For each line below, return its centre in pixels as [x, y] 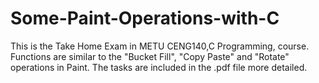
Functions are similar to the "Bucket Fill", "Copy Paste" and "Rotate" [150, 56]
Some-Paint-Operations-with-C [145, 18]
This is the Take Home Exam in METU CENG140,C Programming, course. [160, 46]
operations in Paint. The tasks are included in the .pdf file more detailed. [159, 67]
